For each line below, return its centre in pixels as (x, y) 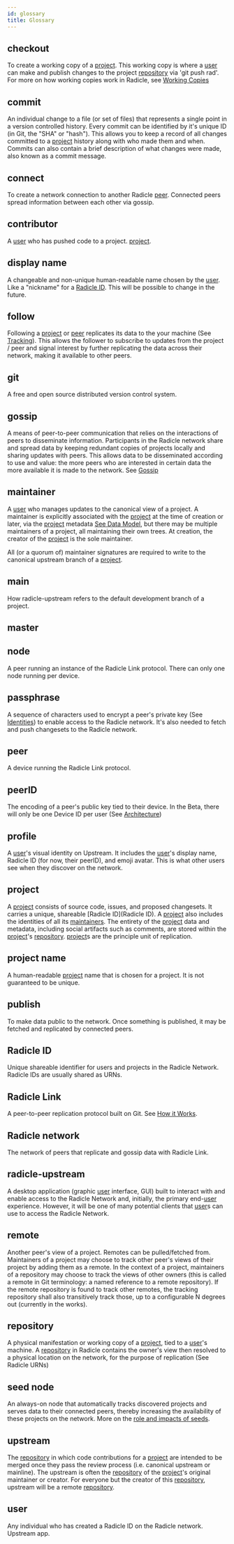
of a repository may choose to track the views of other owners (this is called (117, 1274)
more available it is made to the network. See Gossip (83, 470)
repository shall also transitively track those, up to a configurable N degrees (116, 1297)
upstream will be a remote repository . (61, 1487)
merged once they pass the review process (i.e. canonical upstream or (109, 1465)
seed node (31, 1387)
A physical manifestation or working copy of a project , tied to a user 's (107, 1343)
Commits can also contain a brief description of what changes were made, (115, 149)
